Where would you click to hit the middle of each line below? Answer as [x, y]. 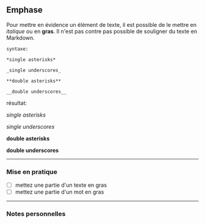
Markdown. [20, 38]
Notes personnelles [36, 214]
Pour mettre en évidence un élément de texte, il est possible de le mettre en [102, 24]
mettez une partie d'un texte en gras [61, 185]
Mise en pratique [32, 172]
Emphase [24, 10]
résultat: [17, 103]
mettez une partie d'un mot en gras [59, 192]
